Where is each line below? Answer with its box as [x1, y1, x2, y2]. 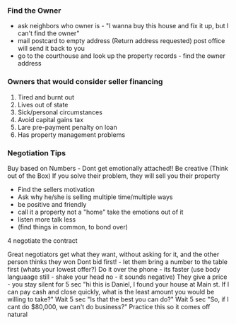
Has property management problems [17, 130, 126, 139]
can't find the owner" [17, 29, 80, 37]
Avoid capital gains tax [17, 115, 83, 124]
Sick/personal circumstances [17, 108, 102, 116]
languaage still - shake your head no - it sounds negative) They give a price [7, 272, 228, 281]
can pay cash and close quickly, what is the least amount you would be [7, 287, 215, 296]
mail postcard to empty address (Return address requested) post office [17, 37, 225, 45]
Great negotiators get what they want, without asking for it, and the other [7, 250, 220, 258]
